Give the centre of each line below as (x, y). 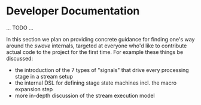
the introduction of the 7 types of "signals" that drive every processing (102, 70)
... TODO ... (20, 28)
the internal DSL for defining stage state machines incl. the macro (96, 83)
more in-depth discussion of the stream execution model (85, 95)
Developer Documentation (73, 11)
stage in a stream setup (44, 76)
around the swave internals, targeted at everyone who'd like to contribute (97, 46)
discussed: (20, 58)
